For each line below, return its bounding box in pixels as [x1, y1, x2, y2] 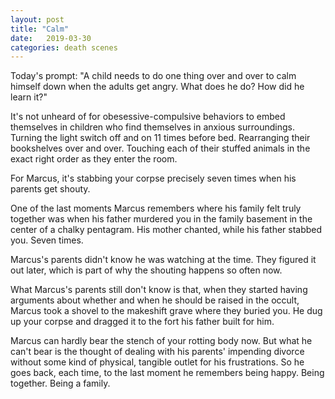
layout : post [10, 14, 65, 25]
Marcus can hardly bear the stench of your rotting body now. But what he [10, 335, 313, 347]
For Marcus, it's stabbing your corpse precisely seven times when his [10, 172, 297, 185]
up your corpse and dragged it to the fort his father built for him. [10, 316, 275, 328]
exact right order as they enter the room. [10, 153, 178, 165]
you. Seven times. [10, 234, 84, 246]
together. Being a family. [10, 377, 111, 390]
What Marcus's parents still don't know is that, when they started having [10, 284, 308, 296]
